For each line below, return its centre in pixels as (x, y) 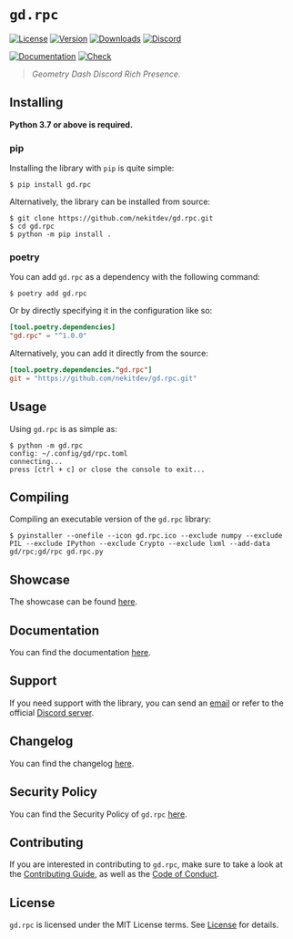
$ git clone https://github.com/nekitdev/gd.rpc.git (111, 219)
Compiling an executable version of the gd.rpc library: (111, 519)
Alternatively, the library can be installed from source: (110, 201)
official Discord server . (52, 712)
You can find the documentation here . (81, 653)
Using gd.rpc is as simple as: (64, 428)
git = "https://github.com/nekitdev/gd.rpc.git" (103, 378)
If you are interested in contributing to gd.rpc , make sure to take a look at (146, 864)
